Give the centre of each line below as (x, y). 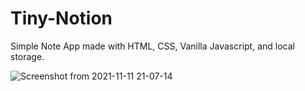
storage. (27, 56)
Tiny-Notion (61, 18)
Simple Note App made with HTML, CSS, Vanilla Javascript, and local (152, 46)
